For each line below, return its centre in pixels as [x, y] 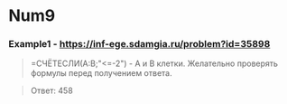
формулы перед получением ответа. [101, 73]
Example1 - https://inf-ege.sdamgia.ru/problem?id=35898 [139, 44]
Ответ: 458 [51, 90]
